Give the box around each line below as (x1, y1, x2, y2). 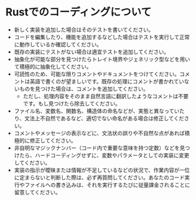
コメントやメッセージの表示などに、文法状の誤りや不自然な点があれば (14, 129, 185, 137)
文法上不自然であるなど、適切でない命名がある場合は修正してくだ (24, 115, 184, 122)
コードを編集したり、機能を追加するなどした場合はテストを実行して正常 (14, 33, 190, 40)
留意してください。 (14, 189, 61, 196)
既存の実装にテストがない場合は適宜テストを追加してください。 (14, 48, 169, 55)
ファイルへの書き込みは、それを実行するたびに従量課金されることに (24, 181, 190, 188)
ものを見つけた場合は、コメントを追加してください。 (19, 85, 149, 92)
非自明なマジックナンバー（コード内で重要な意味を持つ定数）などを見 (14, 144, 185, 151)
